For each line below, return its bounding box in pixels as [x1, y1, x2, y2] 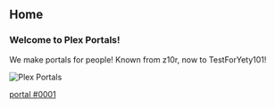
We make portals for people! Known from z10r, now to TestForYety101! [9, 54, 267, 65]
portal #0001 [9, 88, 56, 99]
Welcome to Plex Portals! [9, 34, 121, 46]
